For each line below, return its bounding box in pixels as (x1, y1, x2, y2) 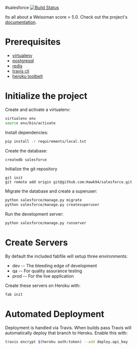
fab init (5, 292, 23, 297)
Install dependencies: (5, 130, 48, 135)
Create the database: (5, 148, 48, 153)
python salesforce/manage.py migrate (5, 198, 82, 203)
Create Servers (5, 237, 68, 248)
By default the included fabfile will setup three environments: (5, 253, 128, 259)
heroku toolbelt (12, 73, 43, 79)
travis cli (12, 68, 29, 74)
